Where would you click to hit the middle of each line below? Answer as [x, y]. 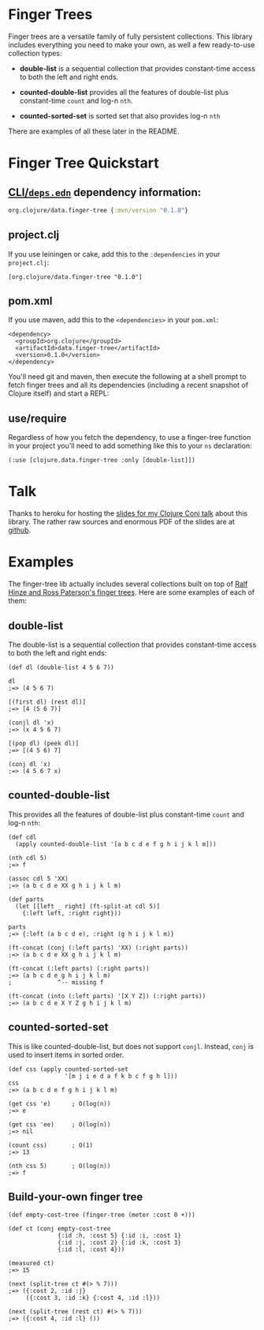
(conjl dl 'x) [32, 723]
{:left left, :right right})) [72, 913]
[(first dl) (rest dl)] [47, 702]
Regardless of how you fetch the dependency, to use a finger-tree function [130, 438]
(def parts [26, 899]
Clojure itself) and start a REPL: [59, 393]
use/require [37, 418]
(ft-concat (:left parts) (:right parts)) [79, 968]
